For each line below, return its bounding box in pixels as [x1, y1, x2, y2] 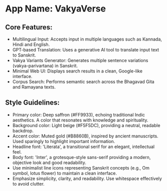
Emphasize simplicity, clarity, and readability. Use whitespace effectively [12, 175, 162, 181]
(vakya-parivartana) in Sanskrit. [12, 63, 78, 68]
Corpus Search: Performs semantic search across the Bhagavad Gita [12, 78, 154, 84]
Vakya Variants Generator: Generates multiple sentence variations [12, 57, 148, 63]
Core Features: [5, 23, 52, 31]
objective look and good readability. [12, 159, 86, 165]
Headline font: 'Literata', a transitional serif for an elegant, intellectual [12, 143, 155, 149]
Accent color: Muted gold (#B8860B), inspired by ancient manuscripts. [12, 133, 158, 139]
